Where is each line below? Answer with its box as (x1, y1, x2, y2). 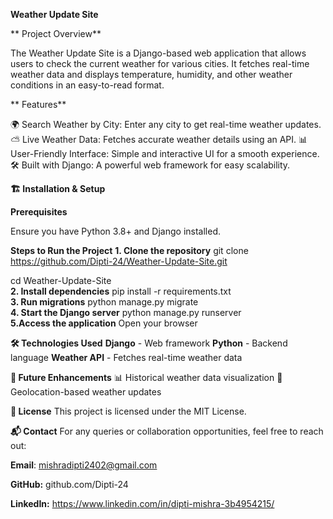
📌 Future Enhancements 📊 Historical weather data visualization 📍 (10, 372, 283, 383)
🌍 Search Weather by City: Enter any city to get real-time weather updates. (10, 119, 322, 130)
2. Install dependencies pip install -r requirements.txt (10, 285, 232, 297)
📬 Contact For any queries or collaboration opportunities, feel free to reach (10, 425, 324, 437)
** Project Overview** (10, 28, 102, 39)
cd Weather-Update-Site (10, 275, 112, 286)
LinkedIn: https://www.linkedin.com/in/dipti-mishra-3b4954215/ (10, 498, 275, 509)
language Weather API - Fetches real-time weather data (10, 352, 243, 363)
